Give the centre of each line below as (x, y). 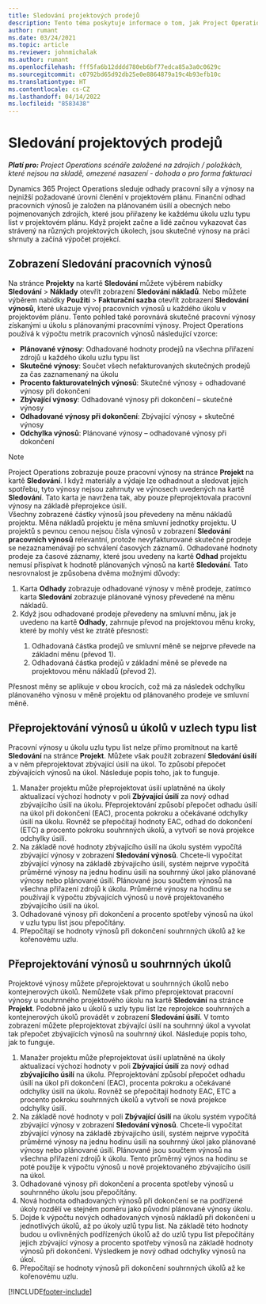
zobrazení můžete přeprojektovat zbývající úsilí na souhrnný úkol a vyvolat (129, 1025)
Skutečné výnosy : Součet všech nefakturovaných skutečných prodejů (135, 366)
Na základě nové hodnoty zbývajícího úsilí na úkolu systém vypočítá (131, 846)
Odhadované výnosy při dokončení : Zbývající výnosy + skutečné (127, 416)
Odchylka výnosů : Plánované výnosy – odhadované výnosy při (123, 433)
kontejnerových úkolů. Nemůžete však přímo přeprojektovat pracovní (121, 991)
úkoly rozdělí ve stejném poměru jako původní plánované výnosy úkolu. (136, 1209)
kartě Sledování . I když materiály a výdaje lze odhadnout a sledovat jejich (128, 481)
